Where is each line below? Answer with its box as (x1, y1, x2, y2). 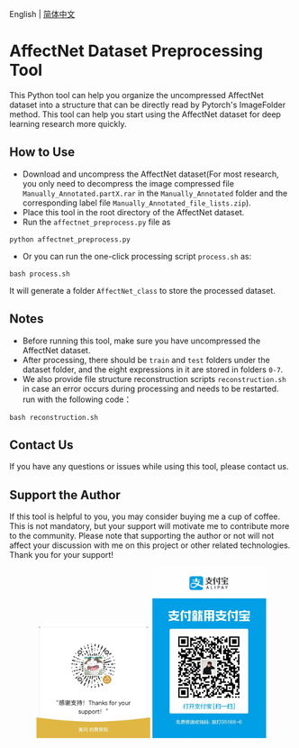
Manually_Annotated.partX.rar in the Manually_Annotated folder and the (22, 187, 288, 198)
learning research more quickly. (9, 118, 127, 129)
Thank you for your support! (9, 550, 114, 561)
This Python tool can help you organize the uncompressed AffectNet (9, 89, 264, 100)
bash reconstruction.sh (9, 413, 99, 422)
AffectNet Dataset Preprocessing (9, 41, 264, 61)
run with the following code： (22, 394, 132, 405)
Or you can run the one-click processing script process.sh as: (22, 251, 252, 261)
